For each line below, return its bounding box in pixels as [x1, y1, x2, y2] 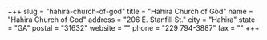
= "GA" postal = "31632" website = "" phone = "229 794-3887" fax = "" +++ [7, 24, 260, 32]
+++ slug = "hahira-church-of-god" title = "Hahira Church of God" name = [7, 7, 254, 16]
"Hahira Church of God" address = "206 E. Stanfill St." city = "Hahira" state [7, 15, 256, 24]
